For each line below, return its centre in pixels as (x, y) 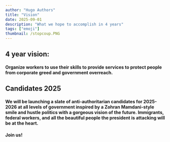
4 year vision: (27, 54)
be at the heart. (22, 123)
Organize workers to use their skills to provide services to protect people (84, 67)
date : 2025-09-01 (24, 19)
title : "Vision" (22, 15)
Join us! (14, 135)
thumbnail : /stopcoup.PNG (32, 34)
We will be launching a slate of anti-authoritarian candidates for (74, 101)
